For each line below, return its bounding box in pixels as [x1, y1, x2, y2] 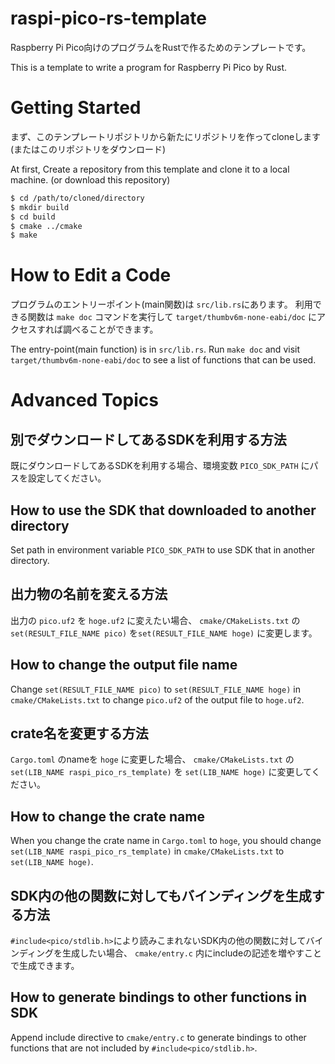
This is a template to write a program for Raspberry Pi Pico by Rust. [10, 61, 288, 73]
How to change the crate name [10, 808, 205, 825]
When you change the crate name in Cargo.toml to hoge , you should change [10, 835, 322, 847]
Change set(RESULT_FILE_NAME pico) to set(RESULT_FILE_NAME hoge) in [10, 683, 301, 695]
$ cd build [10, 212, 56, 222]
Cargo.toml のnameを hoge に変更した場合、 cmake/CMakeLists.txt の [10, 753, 295, 766]
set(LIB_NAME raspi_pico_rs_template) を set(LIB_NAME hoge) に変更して [10, 766, 312, 778]
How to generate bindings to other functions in [10, 989, 307, 1006]
